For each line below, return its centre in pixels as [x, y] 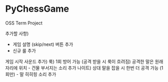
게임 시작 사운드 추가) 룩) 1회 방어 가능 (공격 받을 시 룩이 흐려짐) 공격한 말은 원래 [84, 61]
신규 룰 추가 [24, 50]
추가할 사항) [17, 33]
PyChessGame [37, 9]
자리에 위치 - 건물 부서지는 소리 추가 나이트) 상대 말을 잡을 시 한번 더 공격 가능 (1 [84, 68]
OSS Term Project [24, 23]
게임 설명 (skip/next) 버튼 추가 [43, 44]
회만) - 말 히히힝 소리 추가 [31, 74]
